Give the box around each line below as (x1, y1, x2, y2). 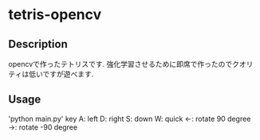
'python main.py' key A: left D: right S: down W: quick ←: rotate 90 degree (8, 114, 251, 123)
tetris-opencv (8, 6, 102, 24)
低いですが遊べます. (29, 69, 94, 79)
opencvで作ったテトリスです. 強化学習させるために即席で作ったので (8, 60, 233, 68)
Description (8, 37, 68, 51)
